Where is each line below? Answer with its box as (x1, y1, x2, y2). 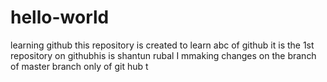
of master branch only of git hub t (10, 60, 149, 72)
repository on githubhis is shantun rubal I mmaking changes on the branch (10, 49, 317, 61)
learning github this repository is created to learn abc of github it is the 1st (10, 39, 315, 51)
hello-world (10, 6, 110, 29)
